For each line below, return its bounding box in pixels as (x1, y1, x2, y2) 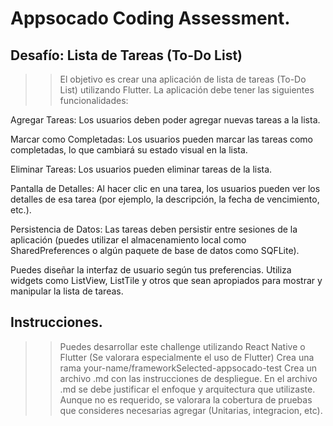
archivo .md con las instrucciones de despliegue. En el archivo (59, 372, 318, 384)
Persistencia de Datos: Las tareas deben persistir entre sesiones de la (10, 223, 298, 235)
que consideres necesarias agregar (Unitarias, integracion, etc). (59, 404, 323, 416)
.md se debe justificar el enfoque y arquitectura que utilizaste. (59, 383, 316, 395)
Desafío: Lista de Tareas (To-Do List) (10, 47, 243, 64)
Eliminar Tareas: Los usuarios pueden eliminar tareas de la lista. (10, 163, 273, 175)
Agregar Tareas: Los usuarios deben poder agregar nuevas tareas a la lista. (10, 114, 321, 126)
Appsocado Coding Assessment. (10, 7, 291, 30)
